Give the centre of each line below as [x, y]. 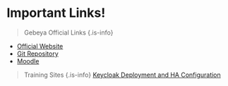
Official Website [40, 46]
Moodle [28, 61]
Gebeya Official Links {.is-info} [68, 32]
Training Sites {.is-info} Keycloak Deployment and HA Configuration [122, 75]
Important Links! [56, 13]
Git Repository [38, 54]
